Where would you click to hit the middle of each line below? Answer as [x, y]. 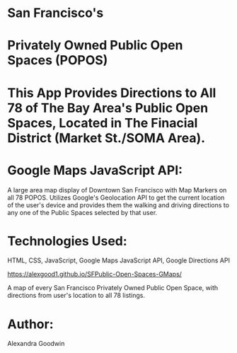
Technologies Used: [67, 241]
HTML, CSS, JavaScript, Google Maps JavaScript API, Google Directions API [118, 260]
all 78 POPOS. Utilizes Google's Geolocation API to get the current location [116, 197]
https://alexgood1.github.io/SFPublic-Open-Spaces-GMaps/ [95, 274]
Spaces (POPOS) [58, 60]
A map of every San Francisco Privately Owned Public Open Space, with [113, 288]
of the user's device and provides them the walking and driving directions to [118, 205]
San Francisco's [56, 13]
